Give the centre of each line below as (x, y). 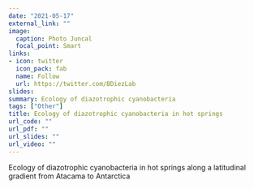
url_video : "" (32, 144)
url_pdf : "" (28, 129)
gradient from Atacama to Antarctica (69, 176)
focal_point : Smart (49, 46)
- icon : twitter (36, 62)
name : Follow (38, 76)
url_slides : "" (34, 136)
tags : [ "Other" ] (36, 106)
